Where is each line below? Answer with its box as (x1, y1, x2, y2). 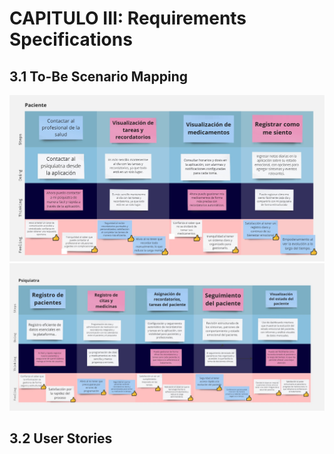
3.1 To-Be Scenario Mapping (9, 68, 189, 85)
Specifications (9, 28, 133, 51)
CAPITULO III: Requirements (9, 7, 247, 30)
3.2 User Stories (9, 430, 113, 447)
